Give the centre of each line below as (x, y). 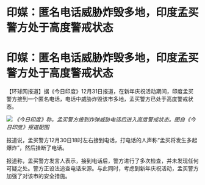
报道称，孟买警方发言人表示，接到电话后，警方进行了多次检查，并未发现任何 (103, 161)
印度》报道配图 (30, 127)
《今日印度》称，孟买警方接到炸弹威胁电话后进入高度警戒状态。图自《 (102, 120)
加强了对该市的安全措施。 (38, 176)
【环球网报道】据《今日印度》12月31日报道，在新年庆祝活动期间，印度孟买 (100, 92)
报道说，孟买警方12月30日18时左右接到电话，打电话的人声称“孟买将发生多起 (102, 140)
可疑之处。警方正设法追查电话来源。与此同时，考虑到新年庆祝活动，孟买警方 (103, 169)
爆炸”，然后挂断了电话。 (37, 148)
